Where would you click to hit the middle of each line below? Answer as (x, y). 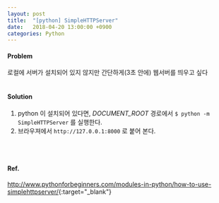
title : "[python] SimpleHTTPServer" (63, 20)
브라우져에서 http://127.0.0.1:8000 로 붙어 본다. (87, 130)
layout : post (26, 14)
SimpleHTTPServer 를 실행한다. (60, 122)
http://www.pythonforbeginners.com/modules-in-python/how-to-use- (109, 184)
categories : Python (36, 33)
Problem (20, 56)
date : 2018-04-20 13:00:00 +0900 (60, 27)
